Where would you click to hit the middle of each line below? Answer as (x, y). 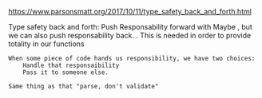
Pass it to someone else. (66, 73)
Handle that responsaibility (71, 65)
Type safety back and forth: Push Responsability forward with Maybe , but (131, 27)
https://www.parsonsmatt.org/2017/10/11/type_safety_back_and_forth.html (130, 12)
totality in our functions (47, 44)
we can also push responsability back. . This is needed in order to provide (130, 35)
